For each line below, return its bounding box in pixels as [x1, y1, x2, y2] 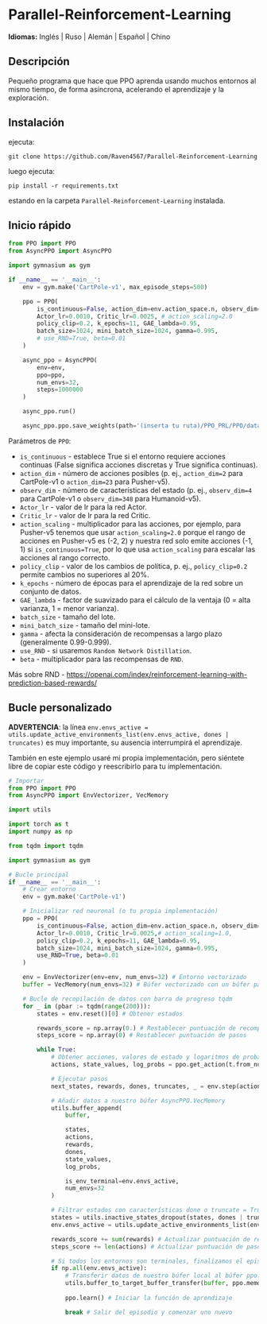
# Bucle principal [8, 870, 69, 879]
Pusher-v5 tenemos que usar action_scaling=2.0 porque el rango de [19, 527, 246, 537]
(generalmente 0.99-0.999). [19, 637, 112, 647]
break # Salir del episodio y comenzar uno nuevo [64, 1308, 233, 1316]
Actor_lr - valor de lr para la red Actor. [19, 502, 147, 512]
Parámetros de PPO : [8, 436, 72, 446]
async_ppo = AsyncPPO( [22, 356, 98, 364]
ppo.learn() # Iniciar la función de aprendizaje [64, 1294, 233, 1302]
